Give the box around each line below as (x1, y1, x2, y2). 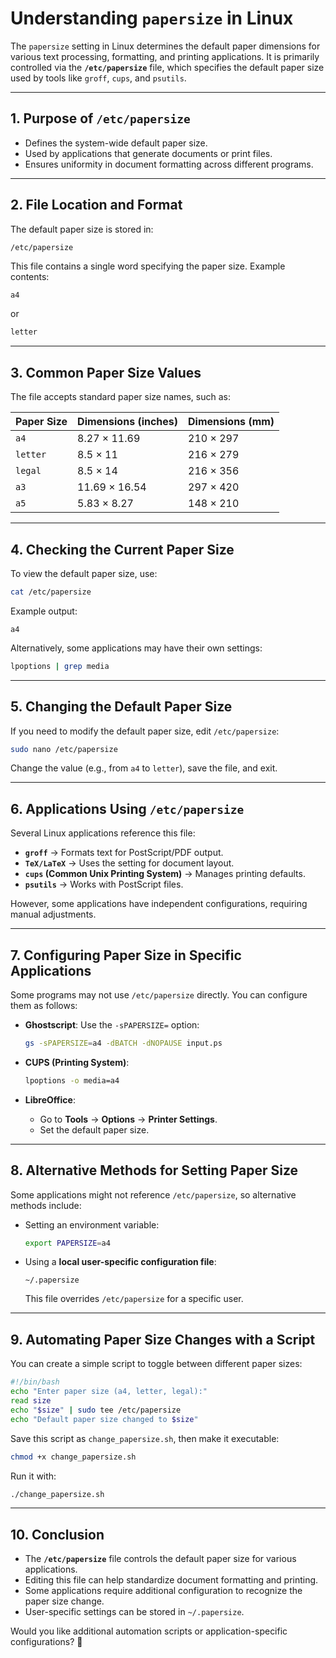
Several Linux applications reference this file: (10, 827, 196, 839)
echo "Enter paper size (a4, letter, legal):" (10, 1387, 208, 1397)
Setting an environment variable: (24, 1218, 160, 1231)
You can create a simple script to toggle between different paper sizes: (10, 1358, 303, 1370)
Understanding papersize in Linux (10, 7, 294, 30)
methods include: (10, 1199, 82, 1211)
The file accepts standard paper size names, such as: (10, 391, 231, 403)
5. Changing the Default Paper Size (10, 698, 233, 716)
